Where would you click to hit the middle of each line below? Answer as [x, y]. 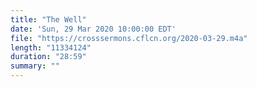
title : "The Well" [48, 19]
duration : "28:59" [48, 57]
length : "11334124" [51, 47]
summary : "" [35, 66]
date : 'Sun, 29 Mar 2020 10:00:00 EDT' [93, 29]
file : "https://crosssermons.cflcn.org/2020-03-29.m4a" [129, 38]
